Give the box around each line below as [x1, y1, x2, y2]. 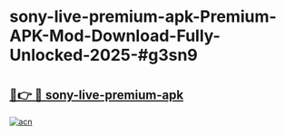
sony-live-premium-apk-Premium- [9, 6, 277, 27]
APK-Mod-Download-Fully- [9, 25, 221, 46]
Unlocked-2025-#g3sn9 [9, 45, 198, 65]
